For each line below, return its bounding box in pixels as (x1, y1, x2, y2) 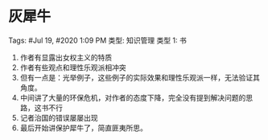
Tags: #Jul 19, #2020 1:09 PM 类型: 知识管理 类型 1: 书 (8, 35, 188, 45)
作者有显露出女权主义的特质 (19, 52, 113, 62)
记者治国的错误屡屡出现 (19, 113, 98, 122)
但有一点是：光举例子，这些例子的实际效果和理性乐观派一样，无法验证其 (19, 72, 260, 82)
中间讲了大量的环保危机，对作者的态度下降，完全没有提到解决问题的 (19, 93, 246, 102)
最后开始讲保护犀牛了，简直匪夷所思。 (19, 122, 147, 133)
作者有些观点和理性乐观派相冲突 (19, 62, 126, 72)
